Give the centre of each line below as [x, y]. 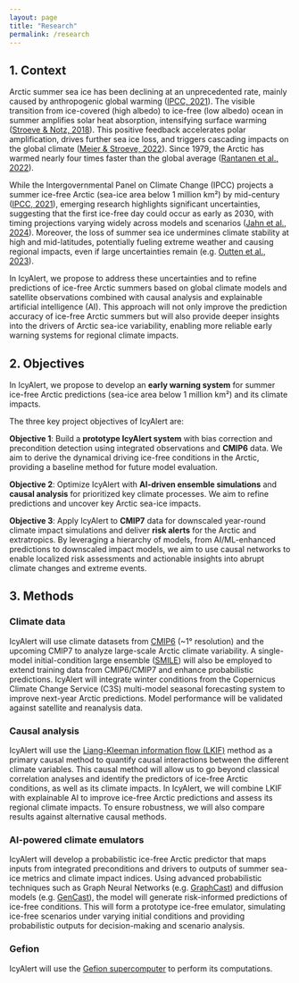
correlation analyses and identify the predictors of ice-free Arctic [129, 778]
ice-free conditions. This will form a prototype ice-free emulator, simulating [147, 907]
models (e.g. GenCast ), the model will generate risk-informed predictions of [149, 897]
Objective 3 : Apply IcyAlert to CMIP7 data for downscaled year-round [137, 521]
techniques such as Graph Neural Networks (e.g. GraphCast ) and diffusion [146, 888]
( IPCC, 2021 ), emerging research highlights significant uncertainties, [135, 204]
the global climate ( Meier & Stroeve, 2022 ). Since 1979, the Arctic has [137, 149]
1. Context [38, 70]
